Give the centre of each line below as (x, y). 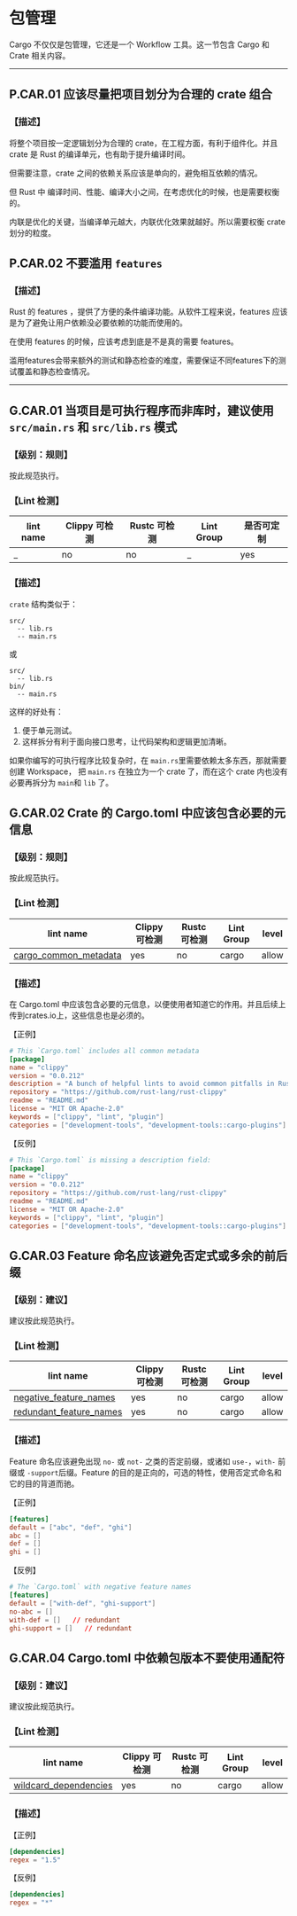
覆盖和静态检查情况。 (55, 371)
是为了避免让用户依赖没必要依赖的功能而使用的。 (98, 323)
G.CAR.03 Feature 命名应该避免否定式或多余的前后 (148, 1255)
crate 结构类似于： (43, 604)
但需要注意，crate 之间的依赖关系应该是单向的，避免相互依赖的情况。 (136, 173)
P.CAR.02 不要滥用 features (86, 264)
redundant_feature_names (68, 1412)
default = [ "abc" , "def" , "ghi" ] (71, 1527)
